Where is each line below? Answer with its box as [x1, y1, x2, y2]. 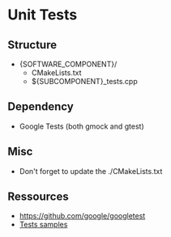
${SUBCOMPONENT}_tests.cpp [31, 77, 139, 86]
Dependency [7, 99, 74, 114]
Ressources [7, 190, 70, 204]
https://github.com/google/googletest [19, 211, 146, 221]
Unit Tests [7, 6, 78, 24]
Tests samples [19, 220, 68, 230]
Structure [7, 38, 58, 52]
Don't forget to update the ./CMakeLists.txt [19, 166, 163, 176]
